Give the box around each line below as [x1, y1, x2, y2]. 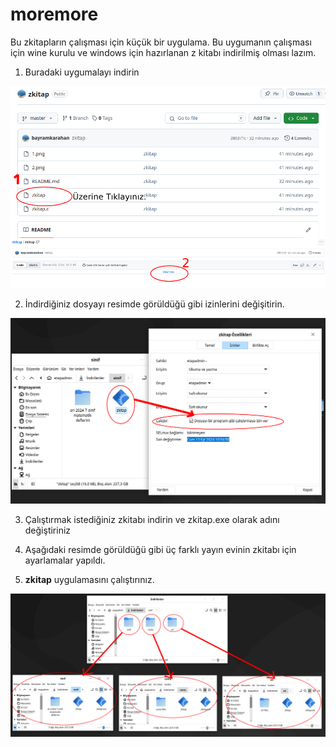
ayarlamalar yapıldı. [24, 554, 106, 567]
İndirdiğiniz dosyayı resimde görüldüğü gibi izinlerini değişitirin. [24, 298, 285, 310]
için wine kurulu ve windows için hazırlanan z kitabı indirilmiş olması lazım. [10, 46, 317, 58]
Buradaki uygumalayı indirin [24, 66, 140, 78]
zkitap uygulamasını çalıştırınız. [24, 574, 155, 586]
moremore [10, 3, 99, 26]
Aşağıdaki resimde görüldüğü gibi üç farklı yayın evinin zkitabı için [24, 544, 297, 556]
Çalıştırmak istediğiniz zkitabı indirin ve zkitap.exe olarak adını [24, 514, 280, 526]
